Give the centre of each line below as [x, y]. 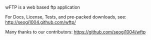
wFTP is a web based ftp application [42, 7]
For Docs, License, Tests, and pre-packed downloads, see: [66, 17]
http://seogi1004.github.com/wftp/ [40, 22]
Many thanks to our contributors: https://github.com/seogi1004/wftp [75, 32]
